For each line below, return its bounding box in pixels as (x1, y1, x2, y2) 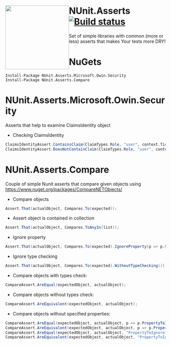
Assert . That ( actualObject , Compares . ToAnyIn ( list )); (5, 225, 120, 230)
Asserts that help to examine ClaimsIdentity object (5, 122, 111, 128)
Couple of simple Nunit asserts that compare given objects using (5, 181, 141, 187)
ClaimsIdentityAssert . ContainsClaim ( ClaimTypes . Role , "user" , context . (5, 142, 160, 147)
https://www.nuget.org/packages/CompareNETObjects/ (5, 186, 123, 192)
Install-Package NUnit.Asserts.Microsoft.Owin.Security (5, 73, 126, 78)
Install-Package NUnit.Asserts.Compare (5, 77, 90, 83)
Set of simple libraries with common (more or (69, 33, 164, 39)
